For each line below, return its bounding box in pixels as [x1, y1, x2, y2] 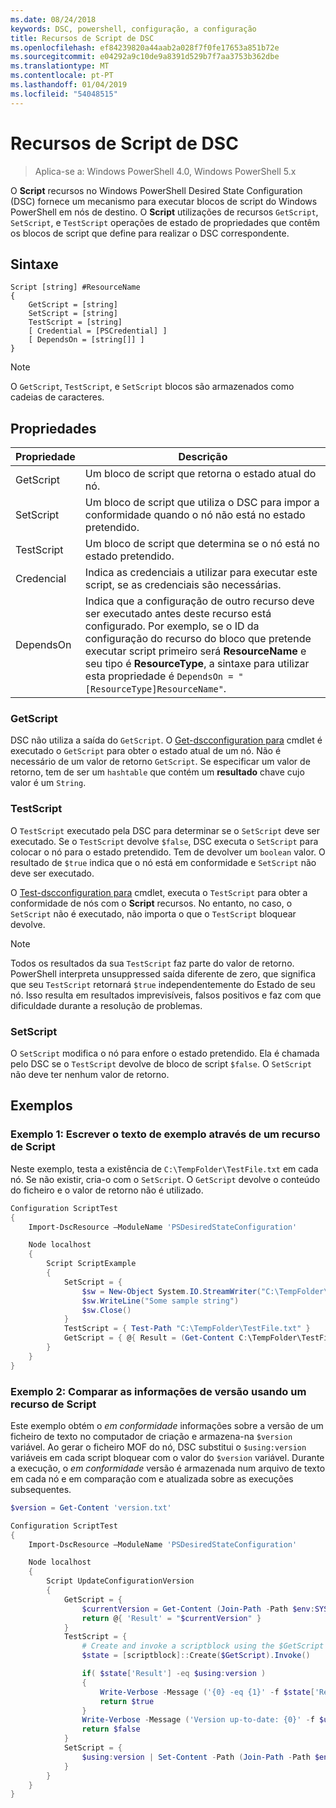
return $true [99, 1696, 155, 1706]
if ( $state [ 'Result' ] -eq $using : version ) [81, 1669, 267, 1679]
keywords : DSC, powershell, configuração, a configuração [10, 24, 257, 34]
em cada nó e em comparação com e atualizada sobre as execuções [10, 1472, 294, 1485]
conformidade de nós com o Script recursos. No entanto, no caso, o [10, 897, 293, 909]
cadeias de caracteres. [10, 391, 105, 403]
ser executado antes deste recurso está [84, 607, 272, 621]
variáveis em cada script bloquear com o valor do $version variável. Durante [10, 1451, 325, 1463]
